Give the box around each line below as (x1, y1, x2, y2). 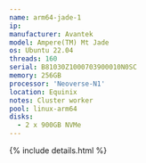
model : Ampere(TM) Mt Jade (9, 37, 109, 47)
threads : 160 (9, 54, 58, 63)
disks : (9, 112, 34, 121)
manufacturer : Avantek (9, 29, 93, 38)
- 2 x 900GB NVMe (17, 121, 82, 130)
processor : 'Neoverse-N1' (9, 79, 105, 88)
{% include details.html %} (9, 145, 108, 156)
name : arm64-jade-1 (9, 12, 82, 22)
